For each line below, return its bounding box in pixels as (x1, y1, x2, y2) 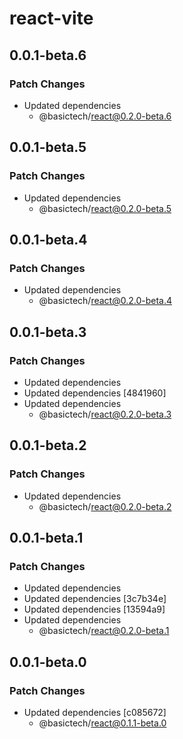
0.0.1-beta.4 (9, 231, 88, 248)
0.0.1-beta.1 (9, 530, 84, 547)
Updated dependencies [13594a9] (23, 603, 166, 616)
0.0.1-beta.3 (9, 323, 87, 341)
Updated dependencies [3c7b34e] (23, 593, 167, 605)
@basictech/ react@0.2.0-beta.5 (38, 202, 172, 214)
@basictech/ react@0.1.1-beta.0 (38, 717, 167, 729)
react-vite (9, 7, 94, 30)
